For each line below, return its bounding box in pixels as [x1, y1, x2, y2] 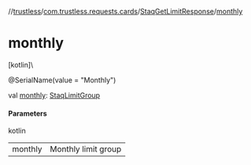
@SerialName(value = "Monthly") [8, 75, 116, 85]
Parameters [8, 108, 47, 118]
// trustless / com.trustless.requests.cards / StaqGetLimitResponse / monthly [8, 7, 243, 16]
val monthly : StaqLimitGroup [8, 90, 101, 100]
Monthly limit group [50, 144, 122, 155]
